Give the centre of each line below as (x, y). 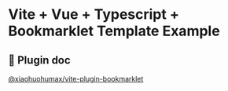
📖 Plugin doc (39, 60)
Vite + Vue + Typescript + (94, 15)
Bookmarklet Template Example (114, 31)
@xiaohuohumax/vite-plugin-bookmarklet (76, 79)
